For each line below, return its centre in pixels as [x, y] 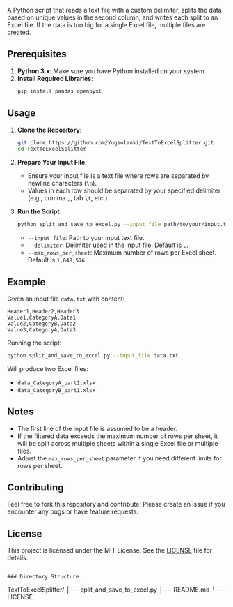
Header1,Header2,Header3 [43, 311]
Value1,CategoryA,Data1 [42, 317]
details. [18, 558]
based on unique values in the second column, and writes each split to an [113, 17]
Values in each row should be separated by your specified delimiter [124, 190]
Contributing [35, 488]
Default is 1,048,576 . [57, 260]
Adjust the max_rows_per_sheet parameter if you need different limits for [120, 458]
